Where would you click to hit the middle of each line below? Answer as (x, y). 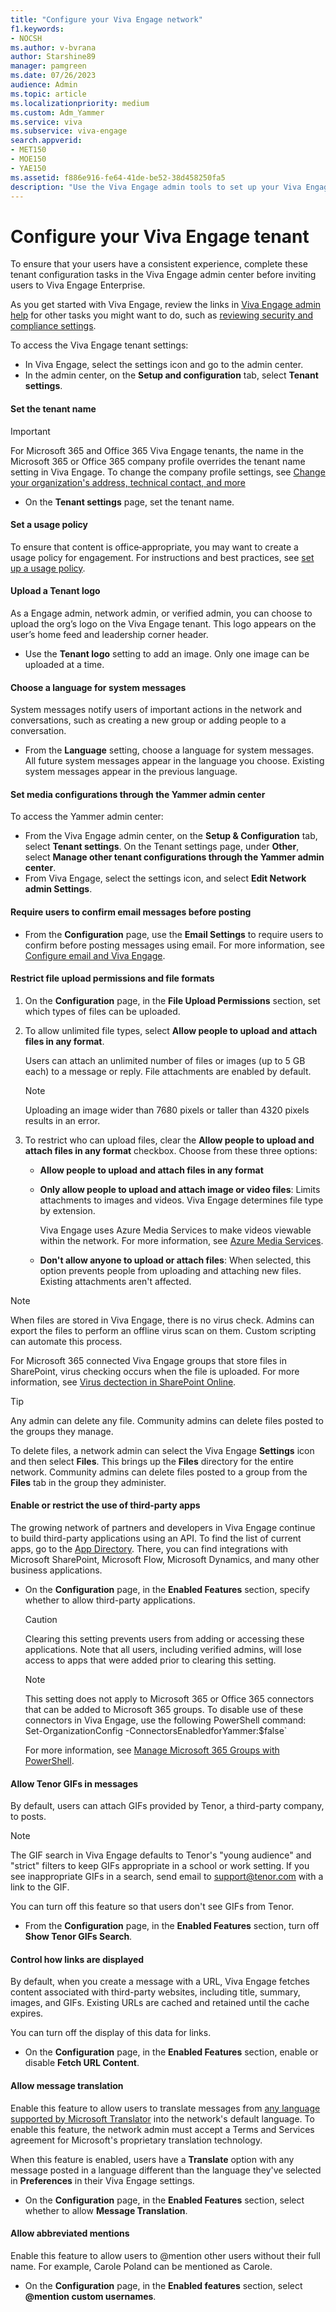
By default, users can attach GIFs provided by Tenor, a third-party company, (167, 1806)
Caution (41, 1619)
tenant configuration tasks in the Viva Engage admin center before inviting (163, 275)
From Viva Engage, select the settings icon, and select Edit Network (165, 878)
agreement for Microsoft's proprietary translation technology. (136, 2140)
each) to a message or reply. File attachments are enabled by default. (168, 1071)
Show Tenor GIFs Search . (78, 1937)
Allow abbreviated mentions (70, 2233)
